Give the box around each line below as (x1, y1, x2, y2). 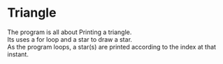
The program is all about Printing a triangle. (7, 28, 132, 36)
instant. (7, 50, 29, 58)
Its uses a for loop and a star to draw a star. (7, 35, 133, 43)
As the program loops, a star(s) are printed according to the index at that (7, 42, 217, 51)
